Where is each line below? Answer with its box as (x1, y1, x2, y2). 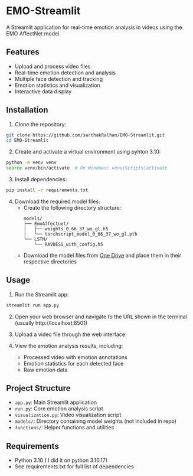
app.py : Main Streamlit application (14, 399, 97, 406)
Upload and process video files (14, 63, 91, 70)
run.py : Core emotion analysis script (14, 405, 103, 412)
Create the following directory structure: (23, 204, 122, 211)
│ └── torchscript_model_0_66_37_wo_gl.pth (23, 231, 138, 237)
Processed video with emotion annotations (23, 353, 128, 361)
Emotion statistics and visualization (14, 81, 100, 89)
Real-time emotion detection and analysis (14, 69, 116, 76)
